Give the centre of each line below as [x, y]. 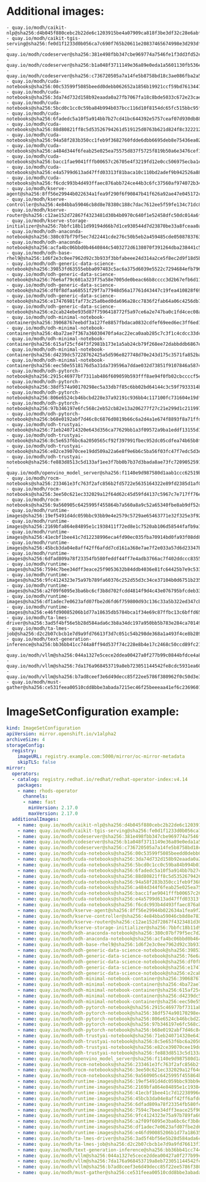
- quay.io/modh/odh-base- [39, 253]
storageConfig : [26, 745]
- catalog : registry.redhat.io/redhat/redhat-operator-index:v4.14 [100, 779]
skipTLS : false [37, 762]
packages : [30, 785]
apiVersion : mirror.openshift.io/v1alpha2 [61, 734]
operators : [26, 774]
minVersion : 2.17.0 [53, 808]
